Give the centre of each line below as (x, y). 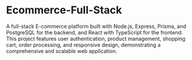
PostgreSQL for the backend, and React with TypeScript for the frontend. (95, 32)
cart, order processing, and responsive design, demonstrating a (83, 45)
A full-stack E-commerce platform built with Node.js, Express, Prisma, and (96, 26)
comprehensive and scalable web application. (62, 51)
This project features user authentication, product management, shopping (96, 38)
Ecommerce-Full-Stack (64, 10)
